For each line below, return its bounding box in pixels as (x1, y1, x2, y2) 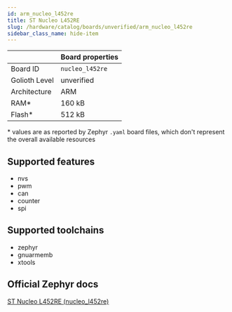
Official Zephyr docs (7, 278, 99, 290)
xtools (17, 258, 36, 266)
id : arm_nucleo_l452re (7, 10, 74, 18)
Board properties (60, 52, 119, 62)
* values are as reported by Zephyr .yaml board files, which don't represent (7, 128, 225, 136)
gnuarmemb (17, 250, 53, 259)
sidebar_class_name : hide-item (7, 30, 99, 37)
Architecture (11, 87, 52, 97)
